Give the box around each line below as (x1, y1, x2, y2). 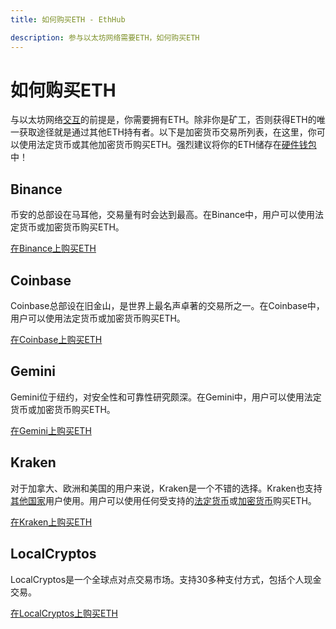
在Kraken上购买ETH (10, 516, 93, 528)
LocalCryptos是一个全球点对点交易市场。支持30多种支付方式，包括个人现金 (10, 573, 322, 585)
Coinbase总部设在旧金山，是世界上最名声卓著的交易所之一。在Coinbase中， (10, 300, 325, 312)
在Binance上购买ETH (10, 242, 97, 255)
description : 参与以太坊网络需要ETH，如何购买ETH (10, 32, 200, 43)
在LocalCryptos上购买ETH (10, 607, 118, 619)
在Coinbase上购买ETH (10, 334, 103, 346)
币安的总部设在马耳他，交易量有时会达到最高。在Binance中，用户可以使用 (10, 209, 316, 221)
